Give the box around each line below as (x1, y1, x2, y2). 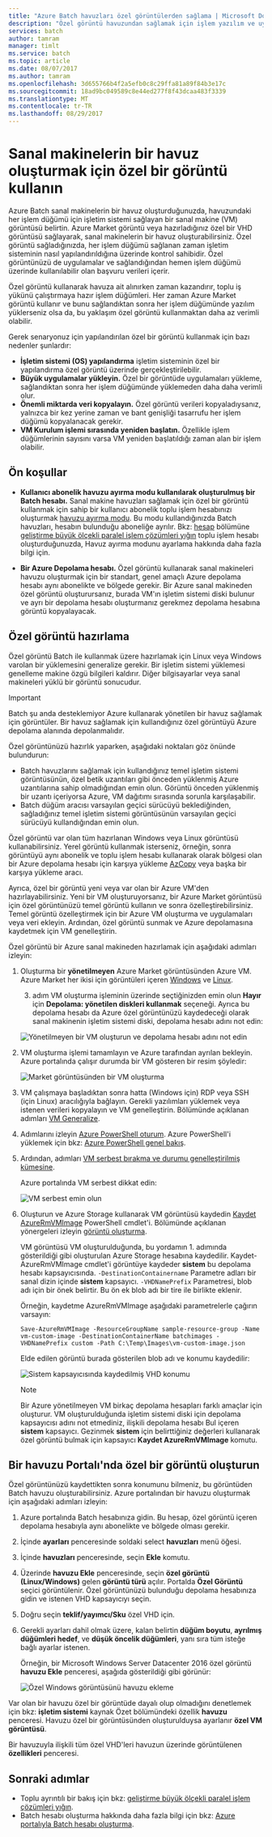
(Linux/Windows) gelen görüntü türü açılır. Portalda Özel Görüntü (19, 1577, 243, 1587)
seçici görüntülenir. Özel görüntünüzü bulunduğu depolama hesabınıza (19, 1585, 257, 1596)
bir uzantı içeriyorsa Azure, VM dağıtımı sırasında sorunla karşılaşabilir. (19, 791, 257, 801)
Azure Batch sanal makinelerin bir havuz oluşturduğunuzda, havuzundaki (8, 206, 252, 215)
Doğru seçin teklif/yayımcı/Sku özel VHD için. (19, 1609, 176, 1620)
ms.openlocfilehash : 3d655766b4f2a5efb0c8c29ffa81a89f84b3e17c (8, 79, 227, 87)
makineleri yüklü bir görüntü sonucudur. (8, 677, 142, 687)
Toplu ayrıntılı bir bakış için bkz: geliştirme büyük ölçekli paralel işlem (19, 1793, 251, 1803)
